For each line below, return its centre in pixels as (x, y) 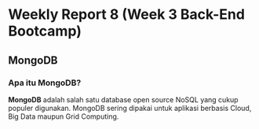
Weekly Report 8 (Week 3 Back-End (127, 15)
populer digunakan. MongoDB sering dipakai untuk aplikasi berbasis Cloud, (130, 108)
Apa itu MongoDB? (45, 83)
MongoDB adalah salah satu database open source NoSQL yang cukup (123, 99)
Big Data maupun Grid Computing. (64, 116)
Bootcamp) (45, 31)
